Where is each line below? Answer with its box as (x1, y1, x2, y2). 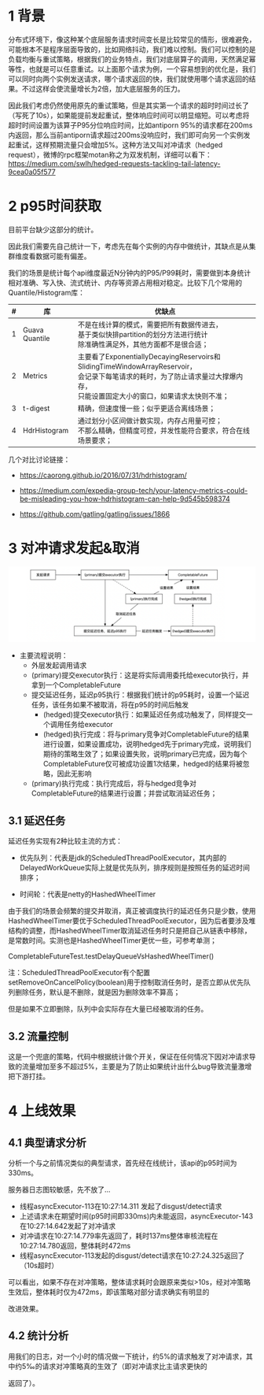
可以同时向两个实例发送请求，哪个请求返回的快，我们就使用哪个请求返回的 (8, 74, 249, 83)
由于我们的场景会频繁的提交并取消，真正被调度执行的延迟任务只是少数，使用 (8, 907, 256, 916)
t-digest (23, 403, 50, 413)
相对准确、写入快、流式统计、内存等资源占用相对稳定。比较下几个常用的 (8, 277, 242, 288)
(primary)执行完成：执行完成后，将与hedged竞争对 (31, 779, 196, 788)
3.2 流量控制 (8, 1030, 69, 1043)
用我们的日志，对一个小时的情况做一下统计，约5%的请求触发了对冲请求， (8, 1352, 247, 1361)
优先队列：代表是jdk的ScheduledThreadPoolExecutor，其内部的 (19, 853, 227, 863)
